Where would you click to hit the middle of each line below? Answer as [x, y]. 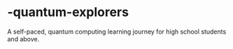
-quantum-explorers [68, 12]
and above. [23, 38]
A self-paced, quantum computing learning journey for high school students [117, 31]
